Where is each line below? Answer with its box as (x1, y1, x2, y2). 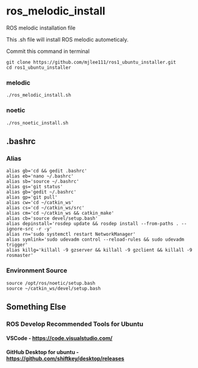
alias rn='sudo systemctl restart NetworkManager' (6, 231, 136, 238)
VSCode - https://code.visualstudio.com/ (6, 335, 113, 342)
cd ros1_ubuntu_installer (6, 65, 71, 71)
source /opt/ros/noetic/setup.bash (6, 280, 96, 286)
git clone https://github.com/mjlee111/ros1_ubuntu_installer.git (6, 59, 176, 65)
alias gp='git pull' (6, 194, 58, 200)
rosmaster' (6, 252, 34, 259)
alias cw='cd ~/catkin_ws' (6, 200, 74, 206)
